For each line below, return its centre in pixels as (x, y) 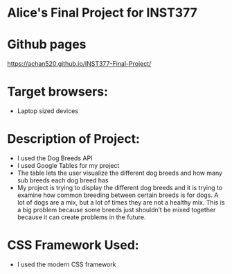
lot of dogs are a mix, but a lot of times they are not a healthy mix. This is (121, 202)
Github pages (47, 45)
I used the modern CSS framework (66, 264)
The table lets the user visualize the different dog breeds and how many (120, 173)
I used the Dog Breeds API (55, 158)
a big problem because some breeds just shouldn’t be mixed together (116, 210)
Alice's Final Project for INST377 (102, 13)
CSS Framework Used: (73, 245)
